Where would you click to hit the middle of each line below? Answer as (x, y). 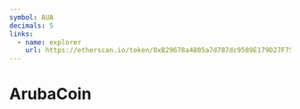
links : (21, 34)
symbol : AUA (31, 17)
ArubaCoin (50, 94)
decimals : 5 (31, 26)
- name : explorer (50, 42)
